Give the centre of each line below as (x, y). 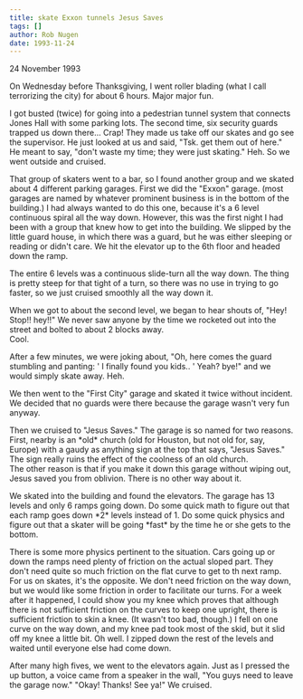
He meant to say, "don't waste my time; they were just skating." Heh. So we (150, 152)
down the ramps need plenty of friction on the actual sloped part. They (142, 561)
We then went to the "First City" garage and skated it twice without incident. (151, 394)
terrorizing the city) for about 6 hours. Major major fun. (112, 96)
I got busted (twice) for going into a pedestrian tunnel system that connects (150, 113)
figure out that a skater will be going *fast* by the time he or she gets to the (150, 525)
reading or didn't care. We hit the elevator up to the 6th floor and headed (145, 246)
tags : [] (26, 26)
